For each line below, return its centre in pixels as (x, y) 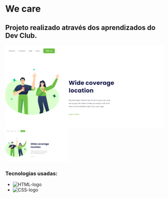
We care (23, 9)
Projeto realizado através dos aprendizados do (80, 28)
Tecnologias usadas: (31, 173)
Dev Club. (21, 35)
